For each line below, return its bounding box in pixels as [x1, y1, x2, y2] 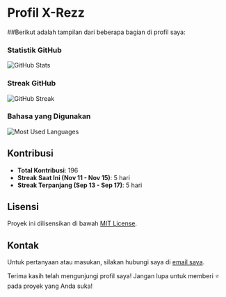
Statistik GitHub [7, 45, 63, 55]
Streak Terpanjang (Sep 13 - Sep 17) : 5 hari [17, 181, 143, 189]
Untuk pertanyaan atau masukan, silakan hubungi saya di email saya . [7, 258, 205, 266]
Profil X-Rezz [7, 5, 86, 21]
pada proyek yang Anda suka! [7, 282, 93, 290]
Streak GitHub [7, 79, 56, 88]
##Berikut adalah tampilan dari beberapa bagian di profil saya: [7, 28, 186, 36]
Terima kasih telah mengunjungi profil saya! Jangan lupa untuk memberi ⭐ [7, 272, 220, 280]
